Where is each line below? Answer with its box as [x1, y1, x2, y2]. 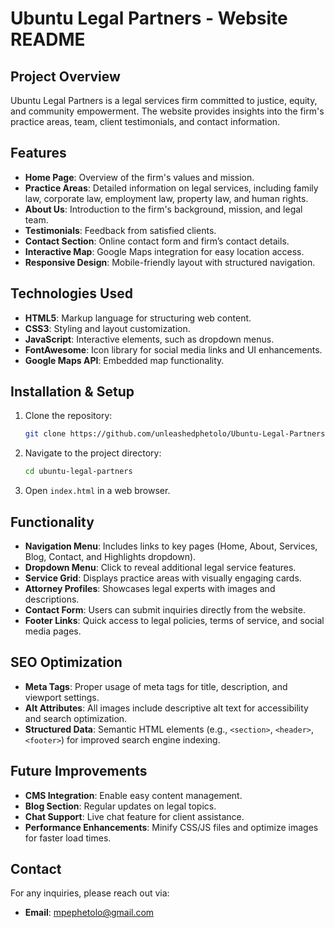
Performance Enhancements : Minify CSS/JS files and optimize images [24, 821, 319, 833]
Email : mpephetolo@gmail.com [24, 907, 155, 919]
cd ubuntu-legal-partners [24, 467, 133, 477]
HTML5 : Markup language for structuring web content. [24, 312, 252, 324]
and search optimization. [24, 712, 128, 724]
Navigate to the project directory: [24, 447, 162, 459]
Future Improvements [10, 763, 148, 780]
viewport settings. [24, 691, 100, 703]
